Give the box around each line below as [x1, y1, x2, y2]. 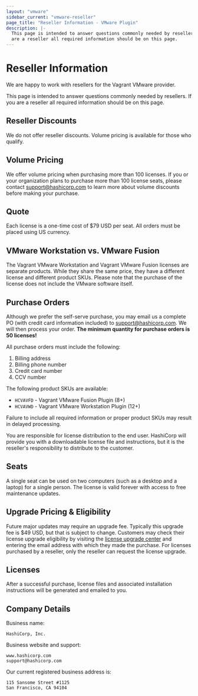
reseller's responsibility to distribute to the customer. [6, 444, 134, 451]
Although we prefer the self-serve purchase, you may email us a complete [6, 313, 186, 320]
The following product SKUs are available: [6, 385, 108, 392]
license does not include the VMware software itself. [6, 280, 134, 287]
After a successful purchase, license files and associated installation [6, 580, 172, 588]
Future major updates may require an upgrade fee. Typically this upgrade [6, 522, 184, 529]
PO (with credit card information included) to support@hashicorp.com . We [6, 320, 187, 326]
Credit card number [14, 367, 63, 374]
